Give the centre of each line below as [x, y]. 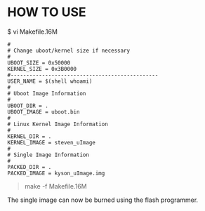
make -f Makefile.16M [55, 186]
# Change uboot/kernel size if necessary [69, 50]
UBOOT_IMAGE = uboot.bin [44, 112]
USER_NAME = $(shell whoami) [50, 81]
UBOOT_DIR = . [28, 106]
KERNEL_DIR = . [29, 136]
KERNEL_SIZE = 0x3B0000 [42, 69]
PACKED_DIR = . [29, 167]
